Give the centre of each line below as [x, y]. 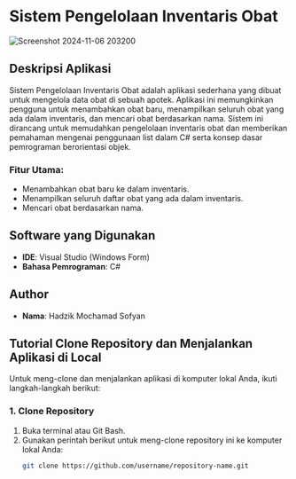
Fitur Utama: [37, 169]
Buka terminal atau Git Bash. [74, 430]
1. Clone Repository [52, 412]
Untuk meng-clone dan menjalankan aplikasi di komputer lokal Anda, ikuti [143, 379]
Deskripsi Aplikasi [60, 69]
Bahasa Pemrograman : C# [71, 266]
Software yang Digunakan [82, 236]
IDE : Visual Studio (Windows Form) [86, 257]
